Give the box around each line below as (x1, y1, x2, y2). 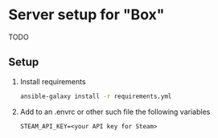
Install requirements (19, 76, 86, 86)
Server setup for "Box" (8, 6, 165, 24)
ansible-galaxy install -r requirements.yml (19, 92, 172, 100)
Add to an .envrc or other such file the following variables (19, 107, 211, 116)
